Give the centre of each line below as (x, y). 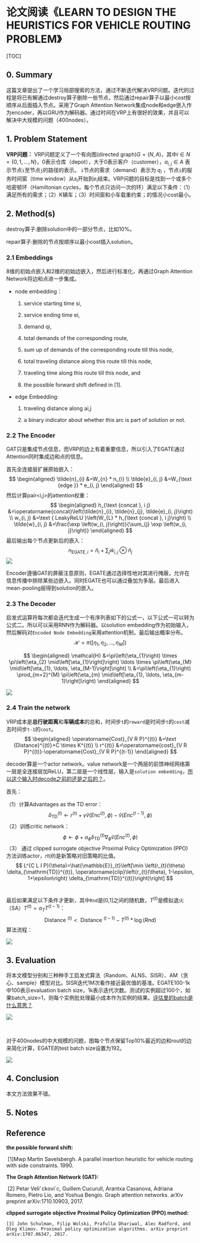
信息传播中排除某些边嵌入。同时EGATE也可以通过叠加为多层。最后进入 (93, 581)
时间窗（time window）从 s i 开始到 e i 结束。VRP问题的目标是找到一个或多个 (101, 179)
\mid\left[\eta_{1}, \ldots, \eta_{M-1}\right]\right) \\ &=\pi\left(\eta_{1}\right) (100, 668)
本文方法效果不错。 (30, 1094)
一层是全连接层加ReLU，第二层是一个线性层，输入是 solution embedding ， (97, 771)
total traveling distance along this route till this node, (88, 362)
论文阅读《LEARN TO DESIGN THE (91, 12)
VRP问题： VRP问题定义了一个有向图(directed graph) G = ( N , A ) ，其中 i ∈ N (98, 154)
